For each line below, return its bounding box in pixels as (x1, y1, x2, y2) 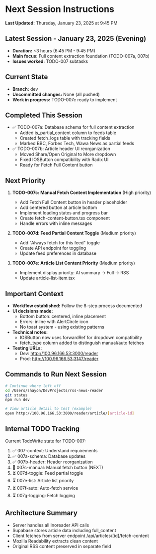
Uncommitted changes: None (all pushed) (12, 91, 100, 97)
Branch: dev (12, 86, 38, 92)
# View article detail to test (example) (5, 406, 92, 411)
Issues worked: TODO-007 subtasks (12, 58, 88, 64)
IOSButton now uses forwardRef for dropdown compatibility (19, 335, 143, 340)
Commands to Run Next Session (5, 370, 107, 378)
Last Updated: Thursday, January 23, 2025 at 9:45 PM (5, 20, 118, 26)
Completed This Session (5, 111, 83, 119)
